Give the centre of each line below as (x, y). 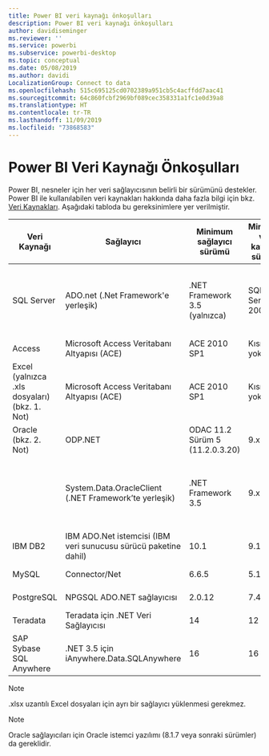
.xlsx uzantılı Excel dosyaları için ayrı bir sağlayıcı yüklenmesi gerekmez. (127, 704)
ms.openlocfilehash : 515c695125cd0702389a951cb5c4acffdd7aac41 (116, 90)
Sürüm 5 (205, 440)
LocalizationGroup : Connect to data (69, 83)
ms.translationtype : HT (48, 105)
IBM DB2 (29, 546)
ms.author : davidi (39, 75)
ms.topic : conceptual (44, 61)
